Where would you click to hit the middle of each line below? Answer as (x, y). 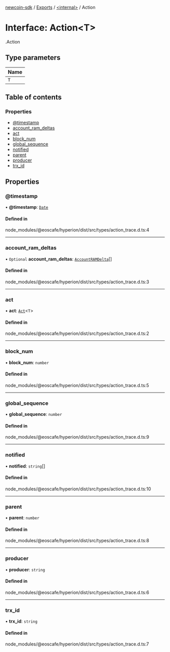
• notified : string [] (25, 466)
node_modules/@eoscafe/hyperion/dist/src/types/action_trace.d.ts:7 (77, 644)
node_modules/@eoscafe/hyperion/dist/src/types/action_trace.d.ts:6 (77, 592)
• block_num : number (27, 362)
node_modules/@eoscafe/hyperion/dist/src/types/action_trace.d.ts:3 (77, 282)
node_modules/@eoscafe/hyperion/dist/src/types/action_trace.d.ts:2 (77, 333)
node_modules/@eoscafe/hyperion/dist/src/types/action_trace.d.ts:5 (77, 385)
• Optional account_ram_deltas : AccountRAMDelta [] (59, 259)
